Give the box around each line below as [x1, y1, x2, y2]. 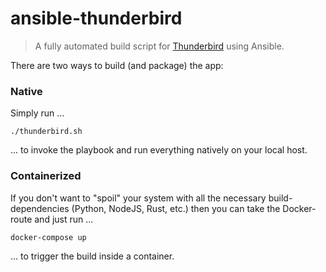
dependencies [10, 202, 70, 214]
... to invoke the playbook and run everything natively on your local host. [10, 144, 308, 156]
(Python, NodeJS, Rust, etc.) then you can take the [71, 202, 281, 214]
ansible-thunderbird [10, 7, 183, 30]
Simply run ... [10, 107, 65, 119]
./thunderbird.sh [10, 127, 83, 137]
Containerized [10, 169, 82, 183]
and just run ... [34, 213, 94, 225]
